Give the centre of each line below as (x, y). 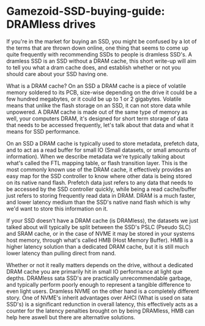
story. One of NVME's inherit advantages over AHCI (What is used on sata (99, 297)
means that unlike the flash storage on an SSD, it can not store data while (99, 105)
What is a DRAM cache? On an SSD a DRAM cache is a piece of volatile (96, 86)
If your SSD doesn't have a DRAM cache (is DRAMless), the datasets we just (102, 220)
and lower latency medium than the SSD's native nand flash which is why (99, 202)
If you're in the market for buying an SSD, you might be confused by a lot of (102, 41)
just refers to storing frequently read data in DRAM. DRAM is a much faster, (101, 195)
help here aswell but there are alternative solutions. (71, 317)
